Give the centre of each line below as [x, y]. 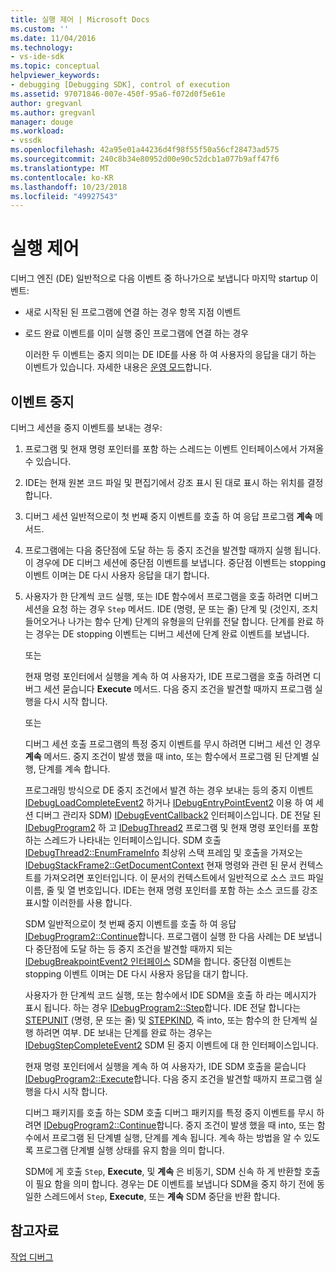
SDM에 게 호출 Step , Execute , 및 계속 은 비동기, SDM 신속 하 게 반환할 [163, 1171]
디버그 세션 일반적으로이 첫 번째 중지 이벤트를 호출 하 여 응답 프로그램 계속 [168, 516]
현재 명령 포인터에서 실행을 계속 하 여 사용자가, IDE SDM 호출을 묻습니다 [165, 1066]
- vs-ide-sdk [37, 57]
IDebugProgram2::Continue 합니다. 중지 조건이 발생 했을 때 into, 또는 [179, 1125]
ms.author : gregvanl [53, 112]
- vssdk [26, 141]
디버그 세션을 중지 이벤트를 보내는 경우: [86, 427]
